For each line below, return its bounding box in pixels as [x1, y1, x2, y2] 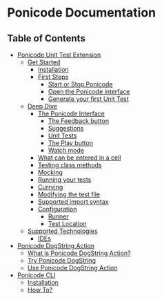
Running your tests [37, 176, 92, 184]
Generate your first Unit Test [48, 95, 129, 103]
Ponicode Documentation [7, 5, 156, 21]
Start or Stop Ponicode [48, 80, 113, 88]
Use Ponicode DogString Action [27, 264, 119, 272]
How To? [27, 285, 53, 294]
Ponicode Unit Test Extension [17, 50, 101, 59]
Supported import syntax [37, 198, 109, 205]
